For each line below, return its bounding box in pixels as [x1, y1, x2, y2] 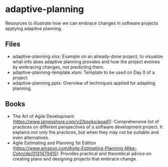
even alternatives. [12, 134, 50, 140]
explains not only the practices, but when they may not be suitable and [12, 129, 159, 135]
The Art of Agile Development [12, 113, 74, 119]
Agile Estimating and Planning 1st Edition [12, 139, 96, 146]
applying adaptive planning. [5, 25, 63, 31]
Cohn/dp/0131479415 [12, 150, 57, 156]
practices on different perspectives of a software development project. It [12, 124, 163, 130]
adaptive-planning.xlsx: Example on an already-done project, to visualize [12, 53, 163, 59]
